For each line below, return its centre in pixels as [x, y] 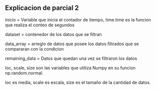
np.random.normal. [24, 73]
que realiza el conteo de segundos [40, 25]
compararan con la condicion [35, 49]
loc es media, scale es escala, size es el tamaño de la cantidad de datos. [78, 82]
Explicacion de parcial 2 [42, 8]
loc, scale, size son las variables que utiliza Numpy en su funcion [70, 68]
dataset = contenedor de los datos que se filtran [54, 34]
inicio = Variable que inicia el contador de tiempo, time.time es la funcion [78, 19]
